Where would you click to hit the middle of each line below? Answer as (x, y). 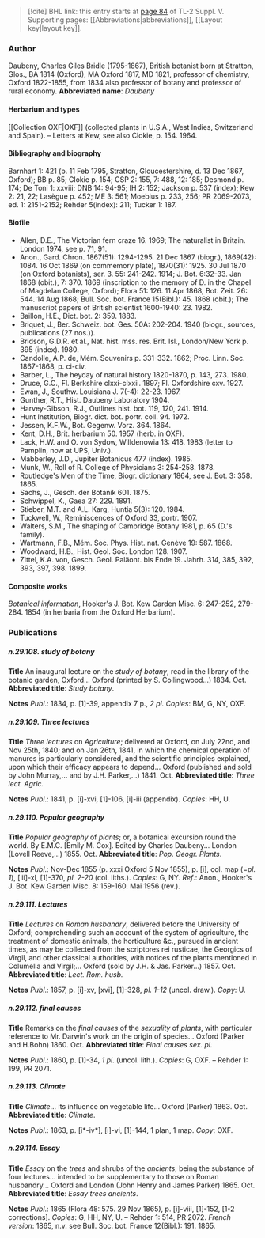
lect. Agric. (26, 783)
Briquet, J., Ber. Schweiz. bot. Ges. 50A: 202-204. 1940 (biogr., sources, (137, 324)
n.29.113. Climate (37, 1086)
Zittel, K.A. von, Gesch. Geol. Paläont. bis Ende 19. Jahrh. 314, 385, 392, (137, 559)
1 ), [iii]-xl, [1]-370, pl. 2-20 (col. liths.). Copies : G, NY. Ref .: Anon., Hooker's (130, 877)
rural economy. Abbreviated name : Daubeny (81, 91)
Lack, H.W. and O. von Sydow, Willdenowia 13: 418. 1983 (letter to (126, 441)
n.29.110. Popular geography (57, 817)
